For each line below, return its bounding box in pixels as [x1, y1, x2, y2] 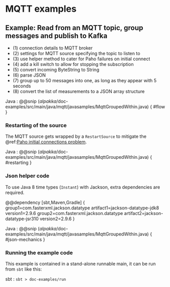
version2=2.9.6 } [40, 216, 75, 222]
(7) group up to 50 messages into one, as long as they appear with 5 [12, 78, 157, 83]
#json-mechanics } [5, 236, 45, 243]
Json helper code [5, 172, 50, 179]
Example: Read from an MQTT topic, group [5, 23, 143, 32]
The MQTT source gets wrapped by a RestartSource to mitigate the [5, 133, 147, 139]
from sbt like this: [5, 266, 42, 272]
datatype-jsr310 [5, 216, 39, 222]
